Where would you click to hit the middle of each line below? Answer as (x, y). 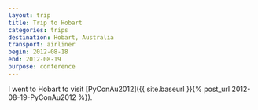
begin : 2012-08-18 (38, 52)
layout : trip (29, 15)
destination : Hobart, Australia (61, 37)
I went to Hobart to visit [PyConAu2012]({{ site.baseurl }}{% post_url (119, 89)
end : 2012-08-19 (35, 60)
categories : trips (38, 30)
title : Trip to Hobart (45, 23)
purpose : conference (42, 67)
